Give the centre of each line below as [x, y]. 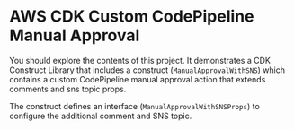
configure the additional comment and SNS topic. [101, 116]
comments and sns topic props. [68, 89]
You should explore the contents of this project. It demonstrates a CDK [140, 60]
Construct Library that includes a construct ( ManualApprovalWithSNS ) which [147, 70]
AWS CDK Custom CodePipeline [132, 17]
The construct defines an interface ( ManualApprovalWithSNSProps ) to [135, 106]
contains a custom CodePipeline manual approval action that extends [138, 79]
